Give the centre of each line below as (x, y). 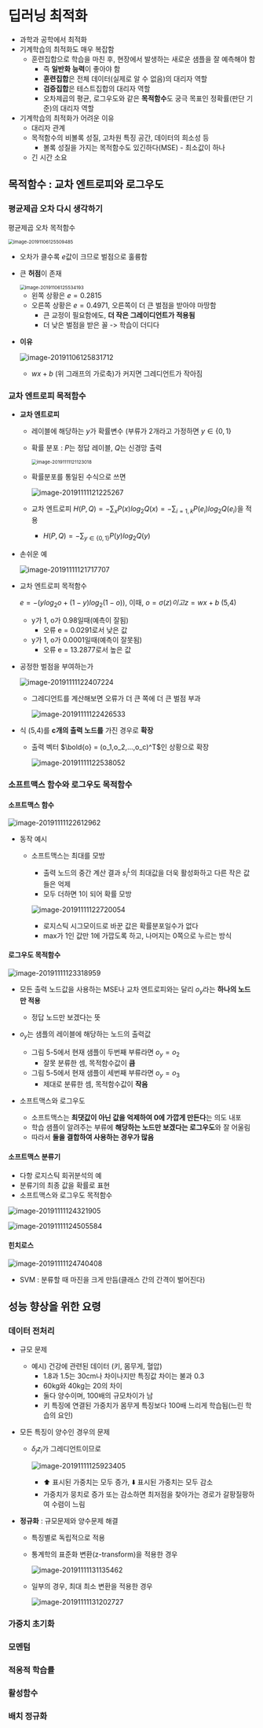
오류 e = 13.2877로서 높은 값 (87, 650)
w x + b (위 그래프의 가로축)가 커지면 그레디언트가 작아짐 (117, 373)
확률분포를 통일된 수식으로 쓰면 (79, 476)
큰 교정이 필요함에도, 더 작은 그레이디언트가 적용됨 (119, 314)
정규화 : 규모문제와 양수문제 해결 (69, 1521)
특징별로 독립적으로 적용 (68, 1538)
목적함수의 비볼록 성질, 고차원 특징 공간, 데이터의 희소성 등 (120, 138)
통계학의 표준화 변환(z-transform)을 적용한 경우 (104, 1554)
